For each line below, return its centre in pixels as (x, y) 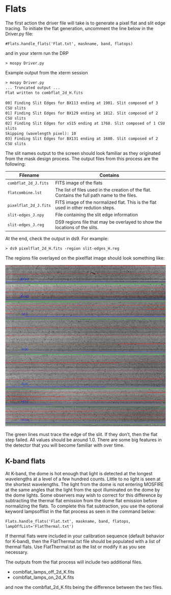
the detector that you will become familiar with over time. (65, 445)
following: (16, 164)
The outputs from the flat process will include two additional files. (74, 562)
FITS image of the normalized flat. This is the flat (106, 202)
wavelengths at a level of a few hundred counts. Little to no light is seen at (83, 479)
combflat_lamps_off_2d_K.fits (44, 572)
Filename (29, 175)
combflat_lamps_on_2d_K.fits (43, 577)
